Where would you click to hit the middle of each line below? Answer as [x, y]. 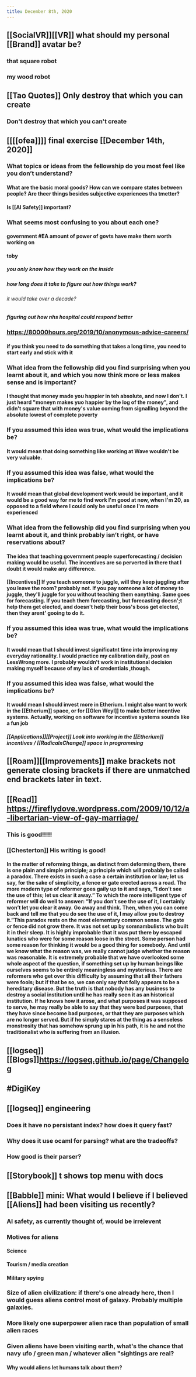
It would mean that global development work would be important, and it [95, 494]
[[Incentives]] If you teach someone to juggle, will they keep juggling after [98, 582]
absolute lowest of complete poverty [52, 415]
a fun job [17, 723]
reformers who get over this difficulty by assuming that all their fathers [94, 976]
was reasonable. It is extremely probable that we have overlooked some [95, 957]
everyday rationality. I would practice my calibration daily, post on [88, 656]
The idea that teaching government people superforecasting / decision [94, 556]
